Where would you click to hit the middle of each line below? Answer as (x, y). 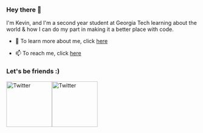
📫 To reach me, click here (48, 53)
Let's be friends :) (33, 71)
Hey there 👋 (24, 10)
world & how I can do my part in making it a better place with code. (90, 29)
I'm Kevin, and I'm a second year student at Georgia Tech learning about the (102, 23)
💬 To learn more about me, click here (61, 41)
